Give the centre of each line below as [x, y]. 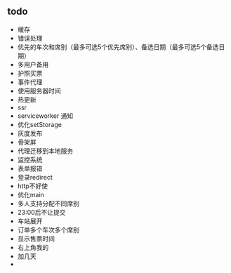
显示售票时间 [36, 239]
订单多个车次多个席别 [48, 229]
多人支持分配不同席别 [48, 204]
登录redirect [35, 177]
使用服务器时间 [39, 91]
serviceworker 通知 [45, 116]
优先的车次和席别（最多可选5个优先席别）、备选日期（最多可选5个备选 [118, 47]
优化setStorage [39, 124]
